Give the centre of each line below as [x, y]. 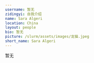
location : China [22, 23]
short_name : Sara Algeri [30, 41]
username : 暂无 [20, 9]
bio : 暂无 [14, 32]
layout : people [21, 28]
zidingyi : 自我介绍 [23, 14]
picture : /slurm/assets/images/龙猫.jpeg [47, 37]
